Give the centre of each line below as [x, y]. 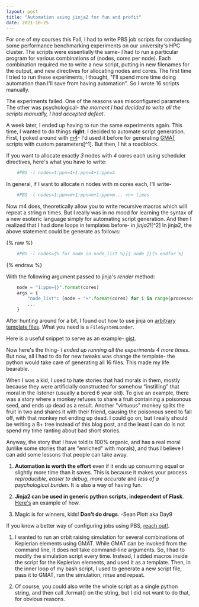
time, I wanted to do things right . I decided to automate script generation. [96, 131]
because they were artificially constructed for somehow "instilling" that [93, 387]
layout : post [22, 12]
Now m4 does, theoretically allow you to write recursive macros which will [97, 206]
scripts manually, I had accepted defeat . [56, 114]
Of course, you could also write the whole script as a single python [96, 586]
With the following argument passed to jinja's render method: [81, 277]
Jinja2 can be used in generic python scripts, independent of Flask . [99, 497]
